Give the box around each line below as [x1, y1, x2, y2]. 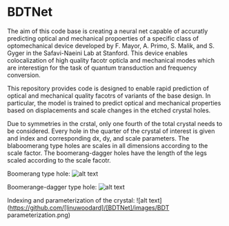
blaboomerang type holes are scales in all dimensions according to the [7, 141, 208, 150]
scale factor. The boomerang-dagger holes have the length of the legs [7, 149, 207, 157]
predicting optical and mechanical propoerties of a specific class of [7, 34, 199, 42]
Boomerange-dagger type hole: [7, 183, 97, 191]
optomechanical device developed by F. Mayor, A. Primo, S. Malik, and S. [7, 41, 215, 50]
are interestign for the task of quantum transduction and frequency [7, 63, 197, 72]
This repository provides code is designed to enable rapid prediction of [7, 84, 209, 92]
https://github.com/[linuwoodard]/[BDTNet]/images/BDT [9, 203, 170, 212]
